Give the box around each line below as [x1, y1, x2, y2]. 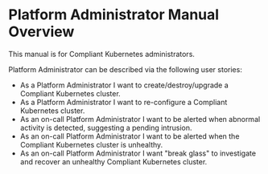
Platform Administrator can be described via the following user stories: [8, 64, 243, 74]
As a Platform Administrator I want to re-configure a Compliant [19, 97, 228, 107]
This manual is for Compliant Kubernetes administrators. [8, 49, 196, 59]
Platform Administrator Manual [8, 6, 220, 24]
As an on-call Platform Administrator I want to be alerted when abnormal [19, 114, 261, 123]
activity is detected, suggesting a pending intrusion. [19, 123, 192, 132]
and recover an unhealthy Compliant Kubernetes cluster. [19, 156, 208, 166]
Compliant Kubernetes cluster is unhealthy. [19, 140, 163, 149]
